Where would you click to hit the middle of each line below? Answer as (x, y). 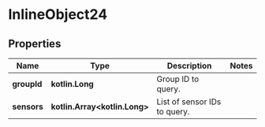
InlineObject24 (58, 15)
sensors (28, 106)
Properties (35, 44)
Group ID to (178, 79)
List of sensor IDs (189, 102)
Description (189, 66)
